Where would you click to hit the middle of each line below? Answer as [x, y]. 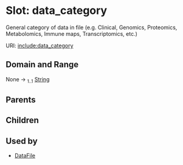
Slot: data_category [57, 11]
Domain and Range [42, 65]
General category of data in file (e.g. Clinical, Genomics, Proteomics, [91, 27]
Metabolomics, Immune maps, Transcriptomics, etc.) [72, 33]
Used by [22, 141]
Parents [21, 100]
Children [22, 120]
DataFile [25, 156]
